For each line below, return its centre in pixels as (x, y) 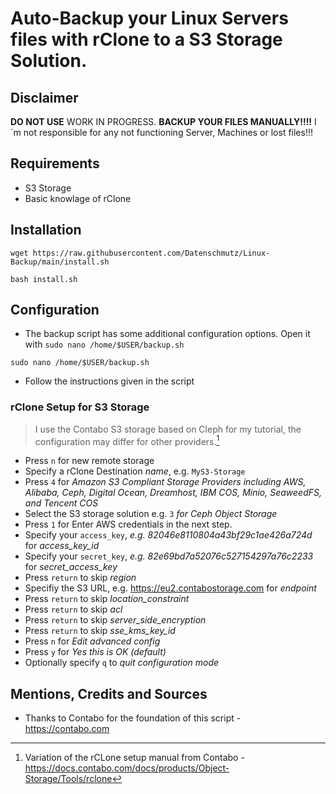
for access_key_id (62, 546)
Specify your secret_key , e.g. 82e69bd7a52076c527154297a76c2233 (169, 556)
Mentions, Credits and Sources (109, 693)
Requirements (55, 163)
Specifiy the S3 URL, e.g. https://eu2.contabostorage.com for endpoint (170, 588)
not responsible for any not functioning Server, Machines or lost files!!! (168, 132)
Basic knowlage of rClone (78, 198)
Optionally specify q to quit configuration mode (122, 663)
